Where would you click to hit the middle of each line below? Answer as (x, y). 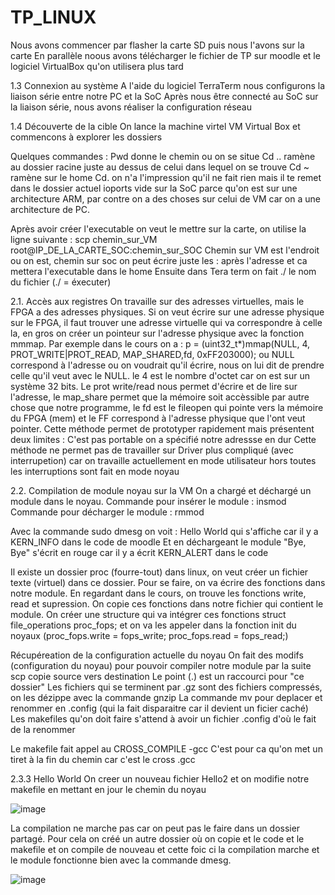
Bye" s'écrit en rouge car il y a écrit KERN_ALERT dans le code (139, 552)
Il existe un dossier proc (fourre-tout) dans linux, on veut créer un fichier (159, 572)
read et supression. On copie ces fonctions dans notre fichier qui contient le (167, 603)
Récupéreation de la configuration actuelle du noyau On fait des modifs (157, 655)
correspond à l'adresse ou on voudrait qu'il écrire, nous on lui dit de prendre (167, 365)
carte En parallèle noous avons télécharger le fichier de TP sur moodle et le (165, 55)
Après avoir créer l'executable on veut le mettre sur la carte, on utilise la (158, 228)
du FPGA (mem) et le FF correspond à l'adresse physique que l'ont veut (158, 418)
